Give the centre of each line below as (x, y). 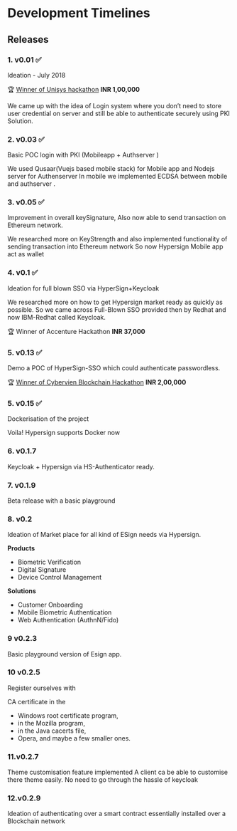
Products (21, 548)
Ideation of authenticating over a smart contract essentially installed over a (116, 814)
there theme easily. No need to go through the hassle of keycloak (103, 780)
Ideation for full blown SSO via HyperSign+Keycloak (83, 288)
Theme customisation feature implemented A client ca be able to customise (118, 772)
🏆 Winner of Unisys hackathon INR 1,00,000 (74, 89)
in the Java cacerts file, (52, 731)
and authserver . (31, 184)
